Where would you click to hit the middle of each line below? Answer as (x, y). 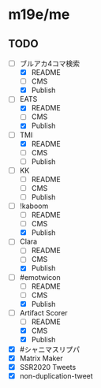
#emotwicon (40, 277)
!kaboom (34, 206)
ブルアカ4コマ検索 (50, 63)
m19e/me (39, 15)
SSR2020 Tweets (48, 367)
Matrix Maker (41, 358)
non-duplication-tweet (56, 376)
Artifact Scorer (44, 312)
